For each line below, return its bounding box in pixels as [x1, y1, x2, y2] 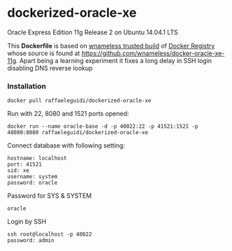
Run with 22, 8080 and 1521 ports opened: [7, 110, 129, 118]
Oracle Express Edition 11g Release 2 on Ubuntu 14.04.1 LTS [7, 28, 178, 36]
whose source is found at [7, 49, 80, 57]
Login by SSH [7, 217, 47, 226]
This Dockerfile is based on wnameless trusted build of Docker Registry [7, 41, 215, 50]
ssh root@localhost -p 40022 [7, 231, 92, 238]
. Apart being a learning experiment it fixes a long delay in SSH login [15, 56, 212, 64]
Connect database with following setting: [7, 141, 126, 150]
